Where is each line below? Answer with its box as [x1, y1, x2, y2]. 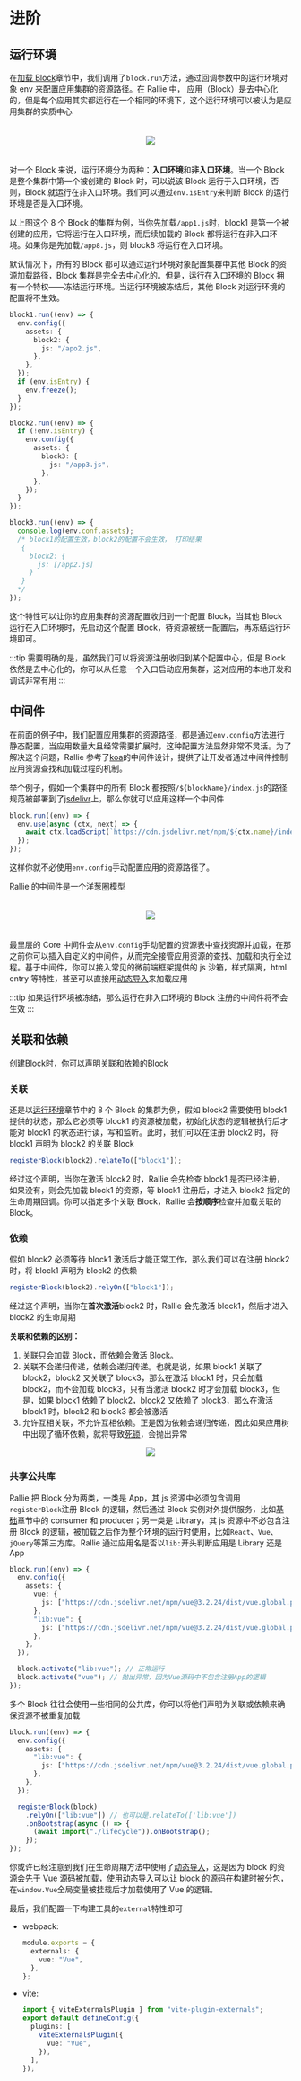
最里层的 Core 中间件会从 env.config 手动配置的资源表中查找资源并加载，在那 [9, 940, 292, 951]
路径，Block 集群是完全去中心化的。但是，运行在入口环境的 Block [32, 270, 275, 280]
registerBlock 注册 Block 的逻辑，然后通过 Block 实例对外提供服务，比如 [9, 1503, 277, 1514]
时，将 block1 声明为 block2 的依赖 [9, 1265, 138, 1276]
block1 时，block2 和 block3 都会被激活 [21, 1406, 168, 1417]
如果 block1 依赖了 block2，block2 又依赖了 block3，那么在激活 [38, 1395, 274, 1406]
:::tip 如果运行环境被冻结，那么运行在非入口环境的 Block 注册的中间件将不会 [9, 992, 288, 1003]
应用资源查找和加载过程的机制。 [9, 763, 127, 774]
